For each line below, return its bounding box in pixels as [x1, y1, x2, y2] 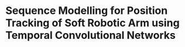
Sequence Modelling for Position [5, 4, 168, 17]
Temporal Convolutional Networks [5, 29, 176, 42]
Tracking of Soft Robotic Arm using [5, 16, 180, 30]
